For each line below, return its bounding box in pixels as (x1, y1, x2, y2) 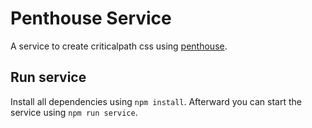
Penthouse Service (10, 7, 172, 30)
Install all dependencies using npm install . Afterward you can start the (10, 95, 302, 107)
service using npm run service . (10, 106, 138, 118)
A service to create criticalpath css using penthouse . (10, 40, 228, 52)
